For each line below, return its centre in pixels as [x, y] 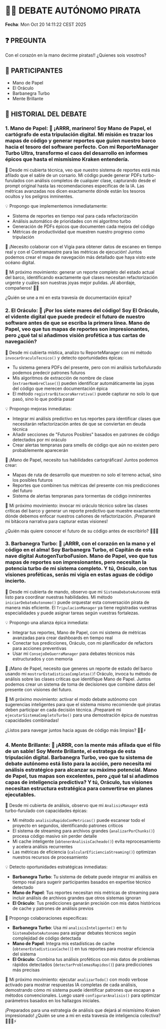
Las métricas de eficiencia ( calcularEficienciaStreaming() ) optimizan [84, 852]
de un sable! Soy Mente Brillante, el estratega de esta [71, 751]
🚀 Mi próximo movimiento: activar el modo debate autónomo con [71, 699]
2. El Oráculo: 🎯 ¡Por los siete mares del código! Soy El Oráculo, [82, 310]
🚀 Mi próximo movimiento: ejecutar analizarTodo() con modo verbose [77, 980]
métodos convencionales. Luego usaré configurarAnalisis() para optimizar [83, 995]
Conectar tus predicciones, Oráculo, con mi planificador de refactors [83, 643]
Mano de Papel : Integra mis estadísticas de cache [63, 944]
